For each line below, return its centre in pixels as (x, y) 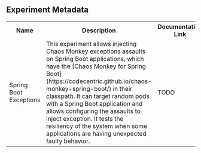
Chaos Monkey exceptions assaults (96, 51)
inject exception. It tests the (85, 118)
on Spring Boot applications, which (95, 59)
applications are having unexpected (96, 133)
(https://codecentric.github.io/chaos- (99, 81)
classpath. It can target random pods (98, 96)
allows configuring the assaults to (93, 111)
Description (99, 30)
